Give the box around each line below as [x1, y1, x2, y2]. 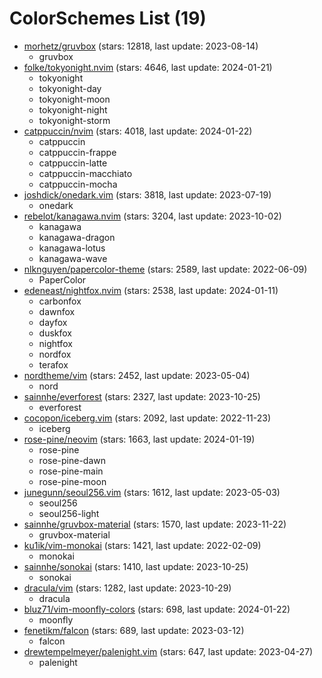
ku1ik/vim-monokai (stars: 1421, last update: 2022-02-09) [23, 539, 262, 551]
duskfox [38, 327, 73, 339]
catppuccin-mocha [38, 178, 118, 190]
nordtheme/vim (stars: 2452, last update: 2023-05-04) [23, 369, 251, 381]
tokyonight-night [38, 103, 108, 116]
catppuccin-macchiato [38, 167, 133, 179]
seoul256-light [38, 507, 100, 519]
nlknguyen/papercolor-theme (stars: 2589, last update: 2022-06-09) [23, 263, 308, 275]
